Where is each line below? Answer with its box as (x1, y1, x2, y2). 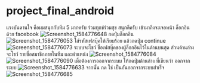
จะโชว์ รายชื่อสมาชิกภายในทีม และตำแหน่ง (6, 50, 88, 58)
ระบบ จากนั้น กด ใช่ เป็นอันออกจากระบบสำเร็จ (6, 63, 165, 71)
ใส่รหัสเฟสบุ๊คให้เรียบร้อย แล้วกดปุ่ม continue (74, 37, 166, 44)
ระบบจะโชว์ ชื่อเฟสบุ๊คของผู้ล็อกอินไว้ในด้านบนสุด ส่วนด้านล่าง (73, 43, 194, 51)
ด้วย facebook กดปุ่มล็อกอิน (6, 30, 134, 37)
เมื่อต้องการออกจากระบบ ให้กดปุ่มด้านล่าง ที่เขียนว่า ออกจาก (74, 57, 190, 64)
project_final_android (6, 4, 115, 18)
